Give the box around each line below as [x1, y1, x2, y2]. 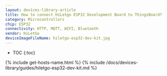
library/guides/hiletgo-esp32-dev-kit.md [5, 64, 90, 71]
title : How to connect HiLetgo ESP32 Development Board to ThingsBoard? [5, 12, 162, 17]
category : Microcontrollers [5, 17, 65, 22]
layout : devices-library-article [5, 7, 76, 13]
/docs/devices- [106, 59, 138, 65]
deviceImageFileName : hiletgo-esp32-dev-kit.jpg [5, 36, 110, 41]
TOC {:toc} [12, 49, 36, 56]
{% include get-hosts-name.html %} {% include [5, 59, 105, 65]
